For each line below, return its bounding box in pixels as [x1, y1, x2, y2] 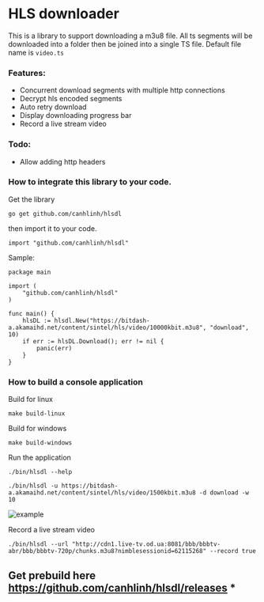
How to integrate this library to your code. [8, 176, 172, 187]
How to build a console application [8, 377, 144, 388]
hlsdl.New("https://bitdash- [54, 316, 150, 324]
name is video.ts [8, 47, 65, 57]
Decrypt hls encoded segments [19, 94, 123, 104]
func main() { [8, 309, 55, 317]
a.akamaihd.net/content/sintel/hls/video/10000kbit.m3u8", [8, 324, 207, 331]
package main [8, 268, 51, 276]
